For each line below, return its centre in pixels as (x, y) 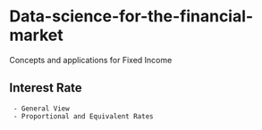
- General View (41, 109)
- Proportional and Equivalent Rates (83, 116)
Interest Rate (46, 88)
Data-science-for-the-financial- (131, 16)
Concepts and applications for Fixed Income (91, 60)
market (37, 35)
